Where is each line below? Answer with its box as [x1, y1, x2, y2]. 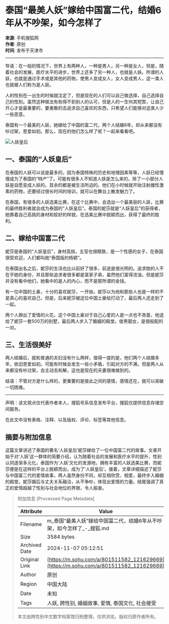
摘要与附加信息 [5, 433, 52, 441]
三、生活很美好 [5, 340, 52, 349]
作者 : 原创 [5, 41, 26, 47]
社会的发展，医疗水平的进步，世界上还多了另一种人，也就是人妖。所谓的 [9, 69, 159, 75]
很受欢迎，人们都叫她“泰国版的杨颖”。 [5, 255, 84, 261]
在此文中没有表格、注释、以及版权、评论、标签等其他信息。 [5, 417, 129, 423]
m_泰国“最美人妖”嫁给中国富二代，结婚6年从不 [47, 517, 157, 524]
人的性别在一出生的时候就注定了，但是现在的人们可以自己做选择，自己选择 [5, 92, 159, 98]
